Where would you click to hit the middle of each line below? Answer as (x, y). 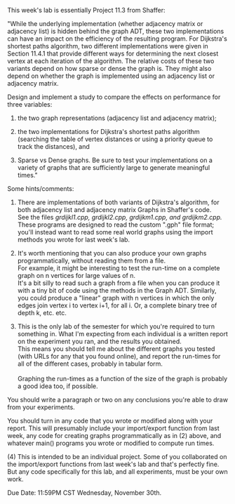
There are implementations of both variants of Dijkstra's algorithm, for (118, 202)
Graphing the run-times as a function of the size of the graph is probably (122, 379)
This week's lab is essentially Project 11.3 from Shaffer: (86, 10)
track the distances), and (53, 146)
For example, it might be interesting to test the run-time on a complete (119, 268)
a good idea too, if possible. (58, 386)
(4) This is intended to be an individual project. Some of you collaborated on (117, 457)
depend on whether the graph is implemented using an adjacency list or (111, 76)
